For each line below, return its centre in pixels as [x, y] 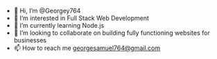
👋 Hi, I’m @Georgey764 [47, 11]
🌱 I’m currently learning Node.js [59, 25]
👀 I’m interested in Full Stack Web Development [81, 18]
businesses [30, 40]
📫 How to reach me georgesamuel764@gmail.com [87, 48]
